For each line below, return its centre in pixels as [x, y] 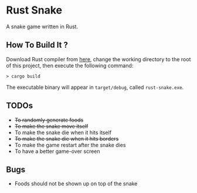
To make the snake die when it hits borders [67, 138]
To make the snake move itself [51, 126]
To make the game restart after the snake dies [70, 145]
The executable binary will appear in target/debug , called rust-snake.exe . [95, 87]
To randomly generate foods [49, 120]
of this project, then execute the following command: [70, 65]
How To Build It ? [37, 45]
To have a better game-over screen [57, 151]
